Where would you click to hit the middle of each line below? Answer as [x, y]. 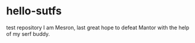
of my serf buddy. [28, 33]
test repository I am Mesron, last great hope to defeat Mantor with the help [98, 27]
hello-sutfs [34, 11]
